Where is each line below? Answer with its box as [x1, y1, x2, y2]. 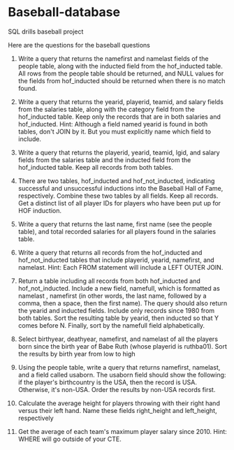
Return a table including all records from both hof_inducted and [17, 277, 201, 285]
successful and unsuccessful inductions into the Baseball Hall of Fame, [17, 184, 224, 192]
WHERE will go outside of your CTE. [17, 435, 122, 443]
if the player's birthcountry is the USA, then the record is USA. [17, 378, 198, 386]
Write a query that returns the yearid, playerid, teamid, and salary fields [17, 97, 224, 106]
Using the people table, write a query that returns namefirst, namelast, [17, 363, 221, 371]
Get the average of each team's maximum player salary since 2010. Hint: [17, 427, 228, 435]
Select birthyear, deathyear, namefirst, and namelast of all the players [17, 335, 219, 343]
